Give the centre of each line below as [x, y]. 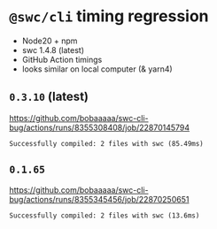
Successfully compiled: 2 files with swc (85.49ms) [106, 143]
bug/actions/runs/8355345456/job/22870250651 [99, 199]
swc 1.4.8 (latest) [53, 50]
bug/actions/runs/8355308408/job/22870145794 [100, 127]
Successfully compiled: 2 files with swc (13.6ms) [105, 215]
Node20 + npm [50, 41]
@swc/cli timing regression [109, 16]
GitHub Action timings [62, 59]
